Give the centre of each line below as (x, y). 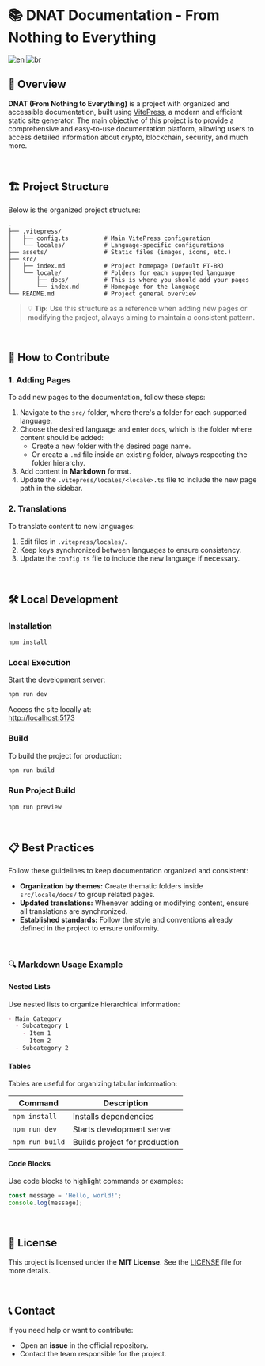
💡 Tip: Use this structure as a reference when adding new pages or (137, 308)
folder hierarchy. (58, 463)
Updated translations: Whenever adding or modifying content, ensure (134, 903)
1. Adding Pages (40, 379)
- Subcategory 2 (42, 1048)
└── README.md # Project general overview (102, 294)
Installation (30, 626)
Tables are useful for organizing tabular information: (93, 1084)
